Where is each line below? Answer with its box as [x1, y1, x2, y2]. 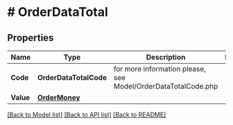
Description [146, 53, 186, 62]
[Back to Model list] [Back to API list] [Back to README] [7, 110, 166, 119]
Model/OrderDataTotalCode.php [113, 81, 218, 91]
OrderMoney [37, 93, 81, 102]
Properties [7, 32, 54, 44]
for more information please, [113, 64, 207, 74]
